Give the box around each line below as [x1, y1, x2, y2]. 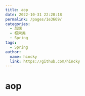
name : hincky [10, 54, 37, 59]
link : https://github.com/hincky [10, 59, 80, 64]
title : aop [5, 7, 28, 13]
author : [5, 49, 22, 54]
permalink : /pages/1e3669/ [5, 17, 62, 22]
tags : [5, 40, 17, 45]
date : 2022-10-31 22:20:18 [5, 12, 62, 17]
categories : [5, 21, 30, 27]
